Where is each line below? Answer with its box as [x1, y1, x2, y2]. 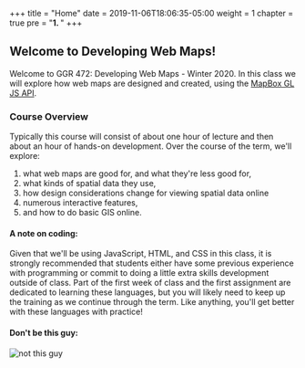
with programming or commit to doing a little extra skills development [9, 268, 269, 279]
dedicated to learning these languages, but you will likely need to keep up [9, 287, 286, 298]
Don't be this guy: [9, 327, 79, 338]
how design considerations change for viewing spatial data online [22, 187, 269, 199]
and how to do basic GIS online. [22, 207, 143, 218]
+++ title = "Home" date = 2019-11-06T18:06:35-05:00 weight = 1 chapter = [9, 8, 294, 18]
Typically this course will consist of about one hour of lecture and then [9, 131, 274, 142]
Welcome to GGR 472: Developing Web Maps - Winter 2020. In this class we [9, 68, 296, 79]
